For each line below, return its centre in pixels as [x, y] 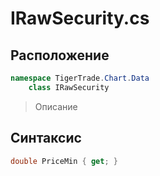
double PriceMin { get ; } [64, 161]
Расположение [60, 55]
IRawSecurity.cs [80, 18]
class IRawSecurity [69, 87]
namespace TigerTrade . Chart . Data [80, 78]
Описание [56, 106]
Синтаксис [46, 138]
